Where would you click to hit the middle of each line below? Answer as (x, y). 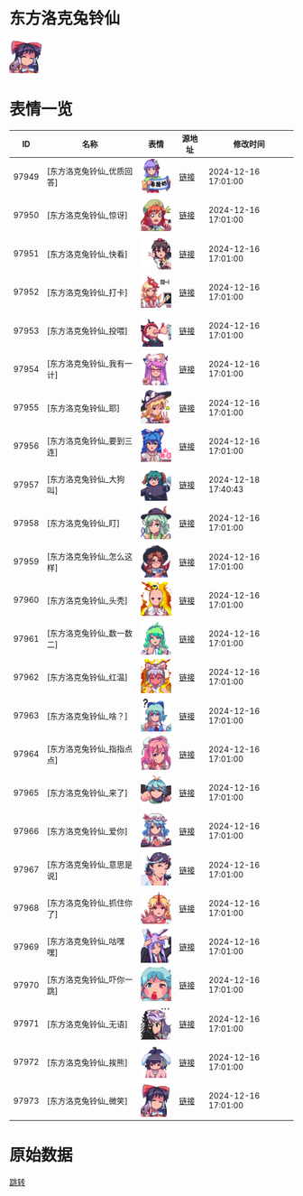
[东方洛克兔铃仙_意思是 (90, 864)
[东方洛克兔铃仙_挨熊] (87, 1062)
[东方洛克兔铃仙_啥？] (87, 716)
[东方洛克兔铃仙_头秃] (87, 600)
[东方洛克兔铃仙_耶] (83, 408)
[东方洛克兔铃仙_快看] (87, 254)
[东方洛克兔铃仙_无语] (87, 1024)
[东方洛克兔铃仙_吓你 (86, 979)
